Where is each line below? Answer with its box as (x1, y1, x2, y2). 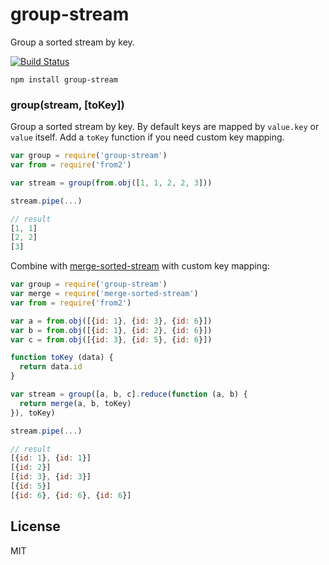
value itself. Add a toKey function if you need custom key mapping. (10, 131, 285, 143)
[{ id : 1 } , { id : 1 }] (10, 453, 92, 463)
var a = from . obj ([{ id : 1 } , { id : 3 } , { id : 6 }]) (10, 316, 213, 326)
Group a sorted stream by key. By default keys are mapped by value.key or (10, 121, 320, 133)
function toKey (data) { (10, 353, 114, 363)
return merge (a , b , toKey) (19, 398, 132, 408)
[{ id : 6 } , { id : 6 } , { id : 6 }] (10, 490, 132, 500)
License (10, 518, 61, 535)
